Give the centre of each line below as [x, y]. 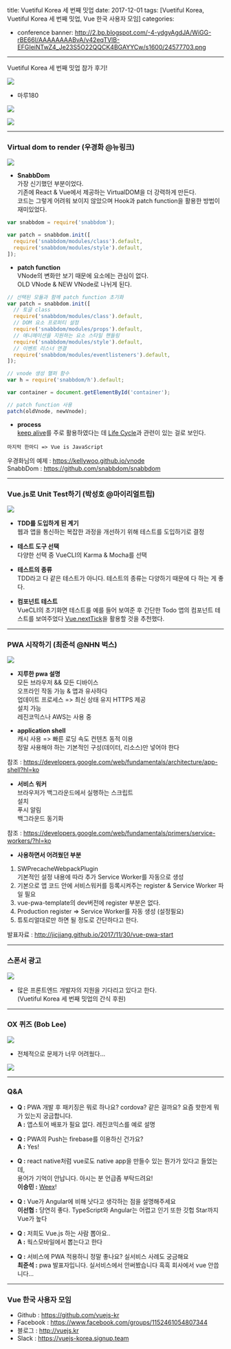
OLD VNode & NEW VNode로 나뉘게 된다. [74, 284]
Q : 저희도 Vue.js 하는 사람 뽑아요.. [64, 1233]
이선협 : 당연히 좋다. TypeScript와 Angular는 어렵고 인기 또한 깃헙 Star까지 [118, 1210]
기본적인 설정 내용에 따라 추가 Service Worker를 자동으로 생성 [100, 877]
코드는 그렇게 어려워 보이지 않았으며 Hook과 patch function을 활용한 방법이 [118, 201]
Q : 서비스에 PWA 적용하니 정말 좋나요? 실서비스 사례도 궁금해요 [103, 1257]
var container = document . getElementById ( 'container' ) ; [89, 393]
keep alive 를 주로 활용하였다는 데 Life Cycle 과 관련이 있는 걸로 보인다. [111, 432]
